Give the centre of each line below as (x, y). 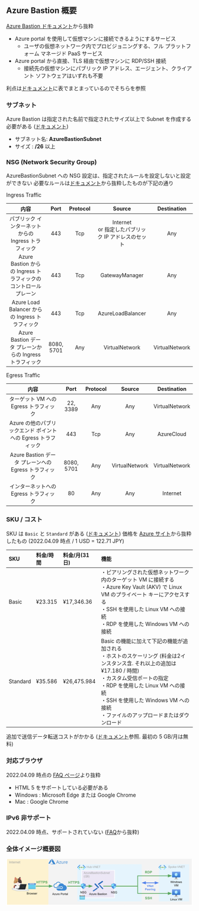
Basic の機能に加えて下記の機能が (142, 641)
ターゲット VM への (33, 399)
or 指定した (111, 229)
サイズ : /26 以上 (35, 146)
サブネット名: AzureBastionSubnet (58, 139)
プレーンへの (36, 462)
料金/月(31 (76, 555)
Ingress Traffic (24, 195)
